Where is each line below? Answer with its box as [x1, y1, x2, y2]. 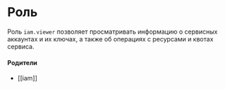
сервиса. [7, 42, 34, 50]
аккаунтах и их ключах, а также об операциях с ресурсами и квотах [7, 34, 214, 43]
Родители [7, 58, 37, 67]
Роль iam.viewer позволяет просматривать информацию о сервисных [7, 27, 218, 36]
